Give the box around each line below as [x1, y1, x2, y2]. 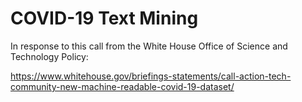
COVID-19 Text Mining [10, 7, 199, 30]
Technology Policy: [10, 50, 89, 62]
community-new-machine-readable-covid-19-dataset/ [10, 80, 235, 92]
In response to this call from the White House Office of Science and [10, 40, 288, 52]
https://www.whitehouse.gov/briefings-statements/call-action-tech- [10, 70, 292, 82]
